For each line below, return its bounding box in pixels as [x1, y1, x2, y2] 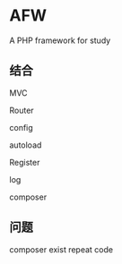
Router [9, 105, 34, 115]
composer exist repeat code [9, 243, 114, 255]
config [9, 122, 33, 132]
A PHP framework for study [9, 35, 111, 46]
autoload [9, 140, 42, 150]
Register [9, 157, 40, 167]
